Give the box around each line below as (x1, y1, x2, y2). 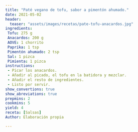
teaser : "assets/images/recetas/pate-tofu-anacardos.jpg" (10, 21, 134, 27)
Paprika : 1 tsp (7, 45, 39, 50)
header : (5, 17, 22, 22)
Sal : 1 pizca (7, 54, 35, 59)
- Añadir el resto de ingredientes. (7, 77, 84, 82)
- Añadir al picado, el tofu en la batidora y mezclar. (7, 73, 127, 78)
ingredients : (5, 26, 33, 31)
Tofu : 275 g (7, 31, 33, 36)
